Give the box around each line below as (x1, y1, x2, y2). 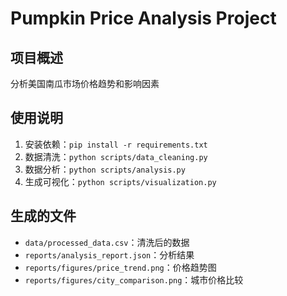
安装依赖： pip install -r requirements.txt (24, 138, 208, 150)
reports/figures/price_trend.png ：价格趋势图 (24, 261, 217, 273)
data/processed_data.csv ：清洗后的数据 (24, 236, 190, 248)
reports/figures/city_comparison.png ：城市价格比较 (24, 273, 244, 286)
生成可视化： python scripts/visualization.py (24, 175, 217, 187)
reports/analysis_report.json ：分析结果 (24, 248, 195, 261)
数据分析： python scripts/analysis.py (24, 163, 186, 175)
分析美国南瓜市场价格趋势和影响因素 (10, 78, 160, 89)
